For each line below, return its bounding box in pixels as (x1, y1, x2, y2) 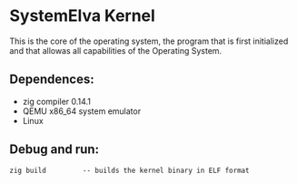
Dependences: (9, 72, 94, 87)
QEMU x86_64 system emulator (22, 106, 142, 117)
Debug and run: (9, 142, 100, 158)
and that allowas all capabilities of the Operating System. (9, 45, 223, 56)
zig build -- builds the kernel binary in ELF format (9, 166, 250, 175)
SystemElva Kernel (9, 5, 156, 26)
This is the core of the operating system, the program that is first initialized (9, 36, 289, 46)
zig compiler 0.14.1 (22, 96, 91, 107)
